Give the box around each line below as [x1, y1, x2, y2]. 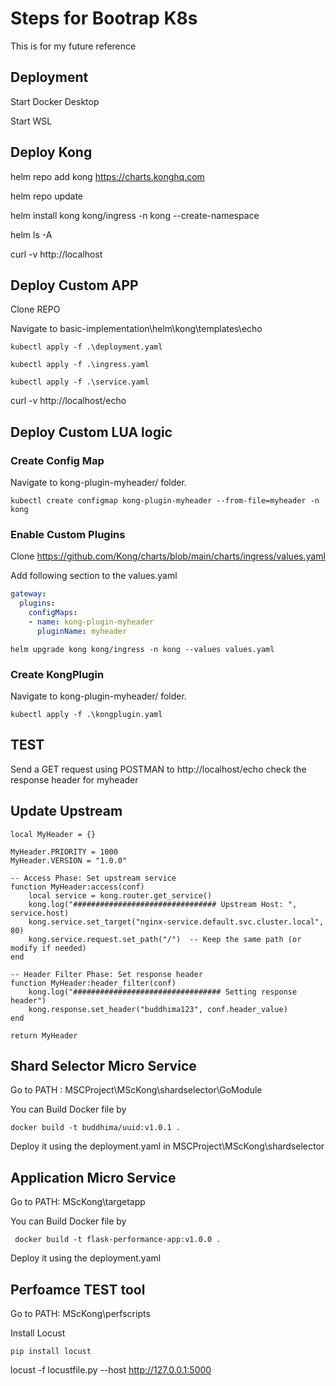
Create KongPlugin [10, 667, 105, 681]
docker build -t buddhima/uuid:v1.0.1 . [10, 1123, 182, 1133]
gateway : [10, 589, 47, 599]
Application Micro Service [10, 1169, 177, 1186]
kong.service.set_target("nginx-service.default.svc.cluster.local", [28, 917, 325, 927]
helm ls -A [10, 228, 53, 241]
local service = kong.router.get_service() [28, 890, 213, 901]
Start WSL [10, 115, 53, 127]
